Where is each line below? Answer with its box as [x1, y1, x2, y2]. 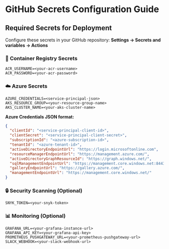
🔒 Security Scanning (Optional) [5, 188, 83, 195]
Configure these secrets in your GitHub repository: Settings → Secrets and [5, 37, 161, 43]
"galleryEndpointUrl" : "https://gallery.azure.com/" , [10, 165, 125, 171]
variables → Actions [5, 42, 48, 48]
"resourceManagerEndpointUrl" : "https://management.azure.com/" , [10, 151, 150, 157]
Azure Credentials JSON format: [5, 113, 74, 119]
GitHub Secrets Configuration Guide [5, 4, 159, 15]
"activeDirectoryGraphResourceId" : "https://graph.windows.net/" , [10, 156, 152, 161]
